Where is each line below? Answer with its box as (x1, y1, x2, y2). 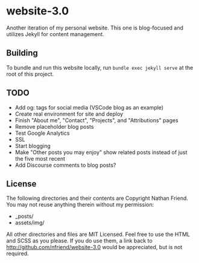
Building (6, 48, 38, 58)
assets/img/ (14, 219, 45, 226)
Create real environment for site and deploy (14, 110, 124, 117)
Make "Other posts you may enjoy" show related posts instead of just (14, 149, 188, 156)
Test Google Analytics (14, 129, 70, 137)
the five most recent (14, 155, 65, 162)
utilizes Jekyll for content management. (6, 30, 104, 37)
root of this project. (6, 70, 54, 78)
